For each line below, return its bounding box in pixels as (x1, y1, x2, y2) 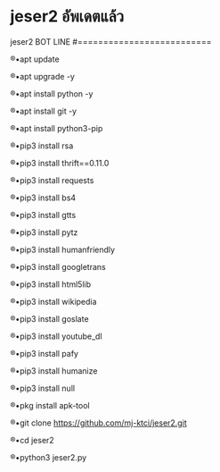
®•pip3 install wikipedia (10, 296, 97, 307)
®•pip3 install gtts (10, 209, 77, 220)
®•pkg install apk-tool (10, 400, 90, 410)
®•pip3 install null (10, 383, 75, 393)
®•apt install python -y (10, 88, 94, 99)
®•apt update (10, 54, 61, 64)
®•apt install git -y (10, 105, 77, 116)
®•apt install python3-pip (10, 122, 103, 133)
